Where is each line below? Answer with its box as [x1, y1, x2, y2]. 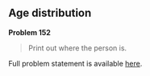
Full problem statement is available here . [8, 58, 143, 68]
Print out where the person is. [27, 43, 127, 53]
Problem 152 [8, 27, 51, 37]
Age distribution [8, 6, 92, 20]
